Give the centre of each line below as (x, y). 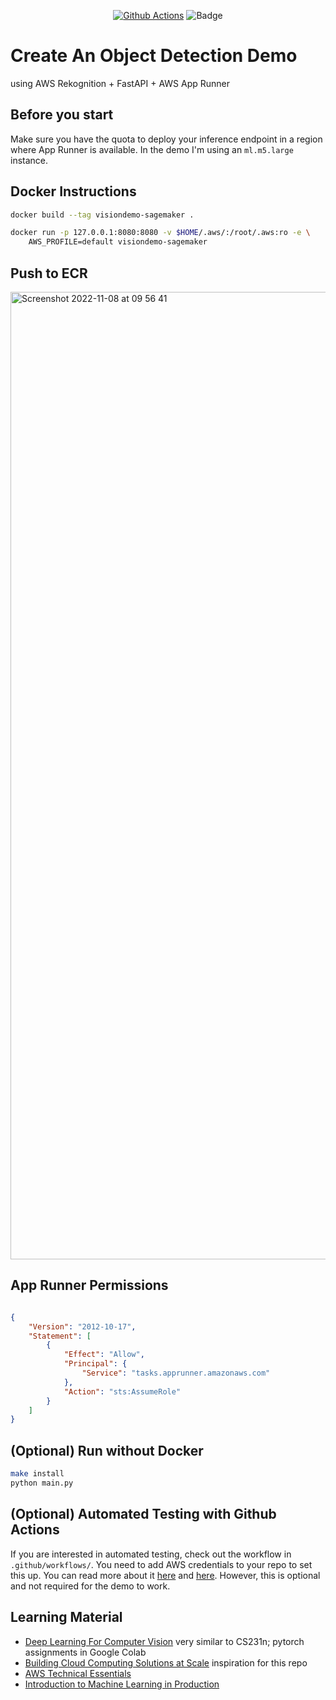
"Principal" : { (95, 1364)
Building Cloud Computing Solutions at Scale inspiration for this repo (166, 1662)
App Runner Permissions (89, 1285)
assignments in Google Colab (85, 1652)
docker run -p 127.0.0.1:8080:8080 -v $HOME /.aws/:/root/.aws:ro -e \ (160, 233)
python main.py (42, 1483)
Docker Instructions (73, 191)
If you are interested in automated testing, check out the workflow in (151, 1554)
